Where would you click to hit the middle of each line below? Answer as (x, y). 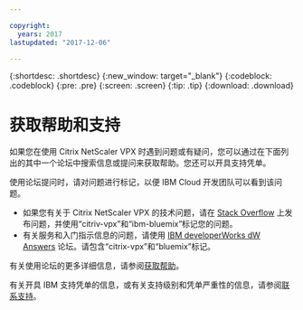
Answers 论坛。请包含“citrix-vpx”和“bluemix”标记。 (118, 247)
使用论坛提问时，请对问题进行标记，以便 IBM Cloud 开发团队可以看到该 (142, 183)
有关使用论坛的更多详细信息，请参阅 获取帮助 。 (96, 266)
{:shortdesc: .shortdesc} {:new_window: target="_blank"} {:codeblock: (141, 76)
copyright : (30, 25)
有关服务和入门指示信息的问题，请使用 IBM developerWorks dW (141, 235)
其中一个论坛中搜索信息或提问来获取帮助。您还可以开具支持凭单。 (148, 163)
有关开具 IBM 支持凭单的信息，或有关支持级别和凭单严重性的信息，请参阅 (146, 285)
